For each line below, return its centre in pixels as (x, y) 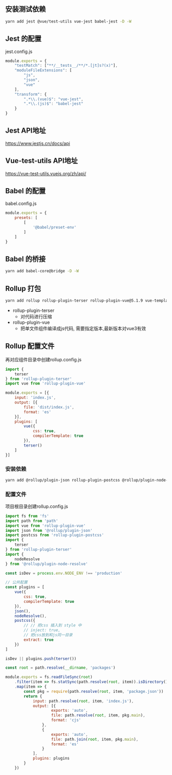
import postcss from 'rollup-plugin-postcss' (55, 535)
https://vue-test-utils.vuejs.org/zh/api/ (46, 173)
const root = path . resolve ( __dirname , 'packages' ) (60, 668)
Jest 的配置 (24, 39)
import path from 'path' (32, 521)
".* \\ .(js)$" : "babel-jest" (53, 104)
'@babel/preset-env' (55, 228)
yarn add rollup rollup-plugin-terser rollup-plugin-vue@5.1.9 (74, 301)
